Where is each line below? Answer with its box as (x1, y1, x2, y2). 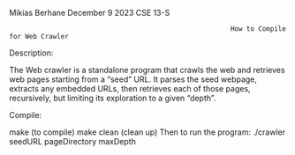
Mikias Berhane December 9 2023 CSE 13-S (9, 8, 170, 18)
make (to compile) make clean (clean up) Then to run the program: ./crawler (9, 127, 285, 137)
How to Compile (230, 25, 287, 33)
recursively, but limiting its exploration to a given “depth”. (9, 92, 216, 103)
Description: (9, 48, 54, 58)
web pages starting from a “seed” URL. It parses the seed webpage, (9, 74, 258, 85)
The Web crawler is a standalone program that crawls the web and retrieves (9, 65, 285, 75)
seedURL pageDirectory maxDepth (9, 137, 137, 146)
